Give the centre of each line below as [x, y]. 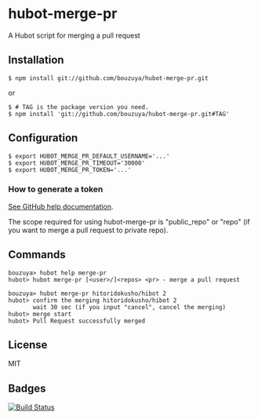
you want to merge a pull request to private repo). [88, 230]
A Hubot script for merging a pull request [74, 35]
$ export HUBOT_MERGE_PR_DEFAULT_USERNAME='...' [89, 156]
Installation [36, 60]
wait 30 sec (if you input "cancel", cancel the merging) [129, 307]
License [28, 345]
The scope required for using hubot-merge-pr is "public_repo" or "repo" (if [129, 221]
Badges [27, 388]
